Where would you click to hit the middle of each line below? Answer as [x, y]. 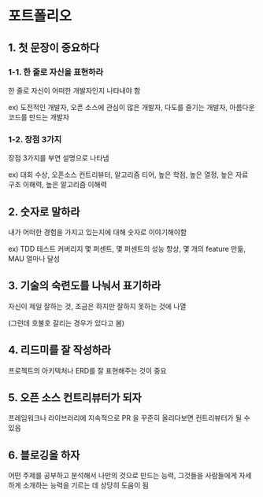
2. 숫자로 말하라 [44, 212]
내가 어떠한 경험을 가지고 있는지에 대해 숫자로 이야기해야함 [98, 232]
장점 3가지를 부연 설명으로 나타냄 [59, 158]
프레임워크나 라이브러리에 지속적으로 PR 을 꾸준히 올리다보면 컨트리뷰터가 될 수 [129, 418]
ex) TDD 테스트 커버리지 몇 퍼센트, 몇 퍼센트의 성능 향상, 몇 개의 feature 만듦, [127, 248]
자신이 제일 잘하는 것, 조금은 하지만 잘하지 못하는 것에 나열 [97, 306]
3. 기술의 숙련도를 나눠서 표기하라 [85, 286]
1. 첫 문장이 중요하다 [54, 48]
